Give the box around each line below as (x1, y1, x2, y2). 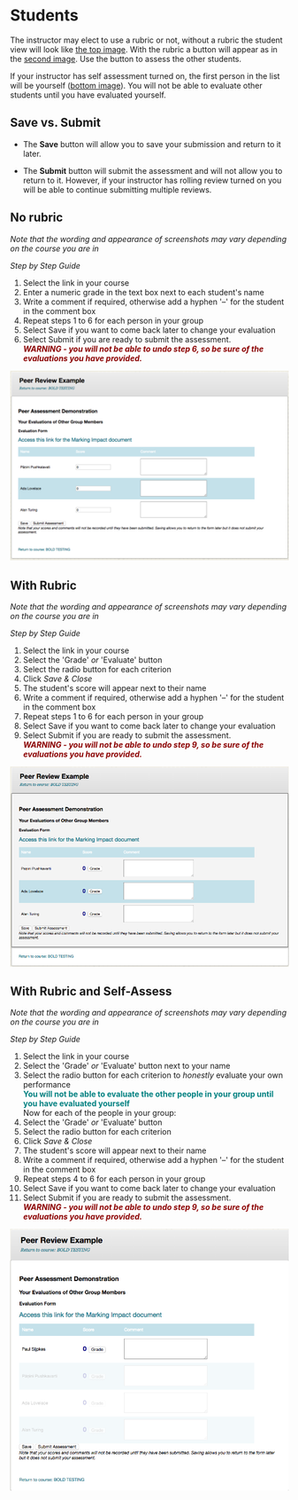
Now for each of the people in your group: (22, 1108, 177, 1119)
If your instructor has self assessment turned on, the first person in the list (10, 70, 280, 81)
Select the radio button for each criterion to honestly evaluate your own (22, 1070, 284, 1080)
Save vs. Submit (10, 115, 101, 130)
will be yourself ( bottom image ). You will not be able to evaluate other (10, 80, 264, 90)
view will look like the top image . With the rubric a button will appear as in (10, 43, 278, 54)
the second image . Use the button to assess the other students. (10, 53, 242, 64)
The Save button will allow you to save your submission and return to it (22, 138, 281, 149)
